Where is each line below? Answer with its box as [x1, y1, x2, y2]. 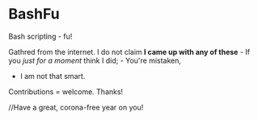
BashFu [8, 5, 60, 23]
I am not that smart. [19, 71, 86, 81]
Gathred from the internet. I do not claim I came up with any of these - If [8, 47, 251, 56]
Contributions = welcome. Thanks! [8, 86, 124, 97]
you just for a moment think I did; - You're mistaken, [8, 56, 182, 65]
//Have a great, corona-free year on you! [8, 102, 144, 112]
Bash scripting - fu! [8, 31, 73, 41]
